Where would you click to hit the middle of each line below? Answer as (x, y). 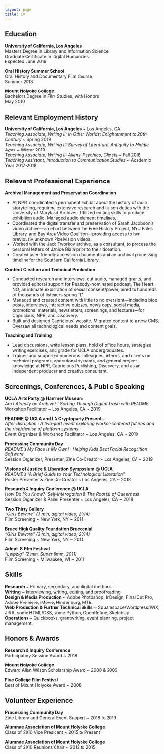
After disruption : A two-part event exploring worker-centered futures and (80, 423)
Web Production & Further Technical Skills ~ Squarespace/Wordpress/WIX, (82, 607)
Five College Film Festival (32, 680)
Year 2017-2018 (21, 166)
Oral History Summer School (35, 71)
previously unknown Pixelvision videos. (52, 239)
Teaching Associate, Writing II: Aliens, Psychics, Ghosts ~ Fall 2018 (73, 155)
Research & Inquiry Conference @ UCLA (47, 489)
